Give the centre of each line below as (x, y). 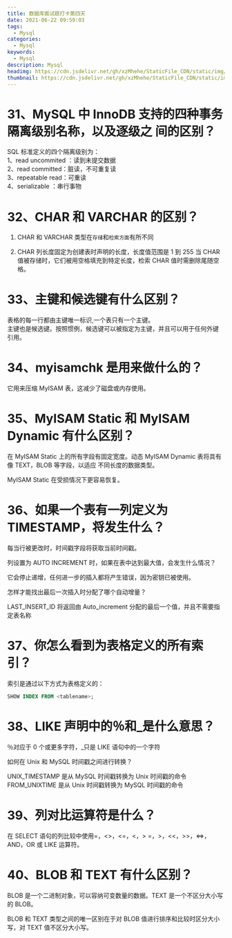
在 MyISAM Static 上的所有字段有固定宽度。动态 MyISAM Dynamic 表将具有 (115, 457)
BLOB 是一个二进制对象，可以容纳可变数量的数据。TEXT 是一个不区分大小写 (115, 895)
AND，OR (21, 844)
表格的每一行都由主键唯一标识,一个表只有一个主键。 (81, 320)
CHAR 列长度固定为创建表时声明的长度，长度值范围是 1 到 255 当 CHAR (118, 252)
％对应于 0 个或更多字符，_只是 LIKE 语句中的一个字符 (84, 747)
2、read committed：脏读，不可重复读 (62, 169)
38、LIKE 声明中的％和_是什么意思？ (111, 727)
